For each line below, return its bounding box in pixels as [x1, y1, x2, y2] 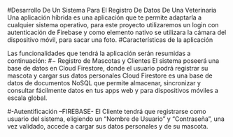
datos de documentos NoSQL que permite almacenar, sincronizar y [7, 79, 202, 87]
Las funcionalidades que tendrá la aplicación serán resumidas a [7, 49, 191, 57]
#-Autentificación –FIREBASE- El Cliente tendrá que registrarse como [7, 108, 206, 115]
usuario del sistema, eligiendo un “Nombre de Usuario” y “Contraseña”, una [7, 115, 225, 123]
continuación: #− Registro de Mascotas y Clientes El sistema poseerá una [7, 57, 220, 65]
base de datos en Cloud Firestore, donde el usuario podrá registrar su [7, 64, 209, 72]
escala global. [7, 94, 48, 102]
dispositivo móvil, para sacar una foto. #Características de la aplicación [7, 36, 213, 44]
